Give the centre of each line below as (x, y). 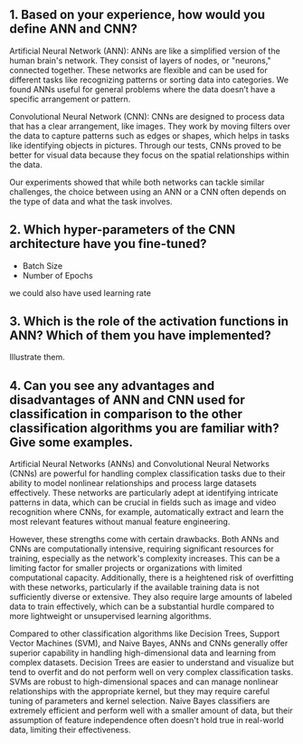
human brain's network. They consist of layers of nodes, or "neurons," (140, 60)
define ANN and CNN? (73, 29)
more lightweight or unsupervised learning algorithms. (110, 616)
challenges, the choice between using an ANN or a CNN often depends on (148, 191)
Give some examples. (71, 442)
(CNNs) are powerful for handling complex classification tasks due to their (148, 473)
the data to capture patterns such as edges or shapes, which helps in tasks (149, 136)
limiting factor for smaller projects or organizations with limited (126, 568)
